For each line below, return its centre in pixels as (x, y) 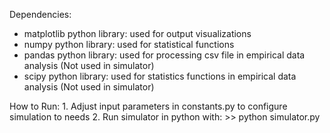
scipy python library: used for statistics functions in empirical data (160, 76)
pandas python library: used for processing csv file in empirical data (164, 55)
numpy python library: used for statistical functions (129, 44)
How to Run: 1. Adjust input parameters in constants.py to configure (148, 106)
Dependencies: (40, 14)
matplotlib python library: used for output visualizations (137, 33)
